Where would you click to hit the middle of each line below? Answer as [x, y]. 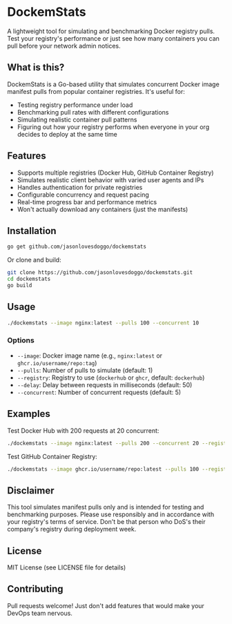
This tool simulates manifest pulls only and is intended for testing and [106, 507]
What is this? [36, 67]
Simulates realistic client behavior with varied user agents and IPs [110, 179]
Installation [32, 231]
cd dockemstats [29, 279]
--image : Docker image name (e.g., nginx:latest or [90, 355]
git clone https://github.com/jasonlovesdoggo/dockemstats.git [100, 273]
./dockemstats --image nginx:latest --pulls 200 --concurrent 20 [103, 443]
